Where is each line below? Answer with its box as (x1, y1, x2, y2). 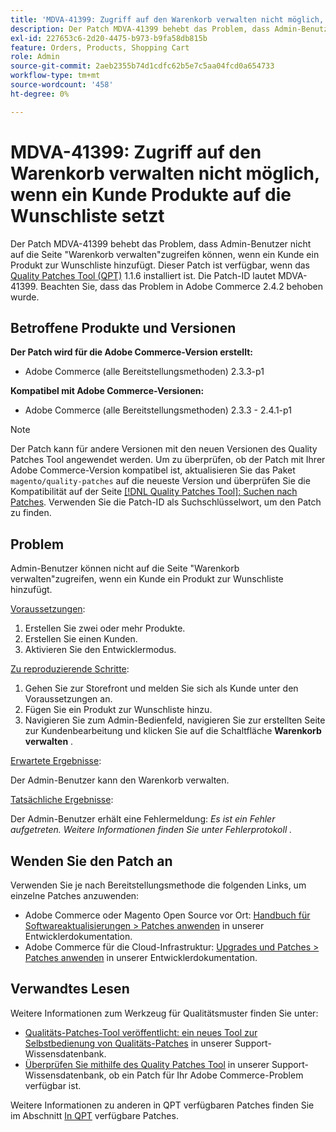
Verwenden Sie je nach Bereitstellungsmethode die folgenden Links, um (10, 879, 307, 891)
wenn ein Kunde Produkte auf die (10, 183, 292, 206)
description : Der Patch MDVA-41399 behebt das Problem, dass (10, 24, 271, 34)
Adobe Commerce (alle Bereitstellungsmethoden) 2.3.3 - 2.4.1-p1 (24, 404, 292, 416)
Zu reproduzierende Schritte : (10, 663, 130, 675)
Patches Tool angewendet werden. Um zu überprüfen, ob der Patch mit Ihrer (10, 454, 326, 466)
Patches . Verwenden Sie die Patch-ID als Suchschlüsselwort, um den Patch (10, 496, 322, 508)
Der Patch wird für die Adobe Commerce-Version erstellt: (10, 346, 253, 358)
